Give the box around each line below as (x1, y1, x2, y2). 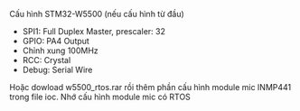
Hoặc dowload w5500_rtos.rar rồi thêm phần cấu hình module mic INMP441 (9, 82, 292, 92)
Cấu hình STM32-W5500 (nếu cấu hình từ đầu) (9, 9, 185, 19)
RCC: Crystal (22, 55, 71, 65)
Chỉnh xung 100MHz (22, 45, 99, 56)
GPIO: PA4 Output (22, 36, 90, 46)
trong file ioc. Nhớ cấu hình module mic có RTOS (9, 91, 192, 102)
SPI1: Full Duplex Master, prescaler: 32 (22, 26, 165, 36)
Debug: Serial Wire (22, 64, 93, 75)
